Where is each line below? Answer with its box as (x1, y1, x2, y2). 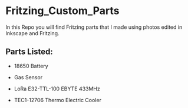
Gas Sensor (14, 73, 42, 80)
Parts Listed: (5, 47, 54, 57)
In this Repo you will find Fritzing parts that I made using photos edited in (5, 23, 183, 31)
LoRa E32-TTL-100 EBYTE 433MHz (14, 85, 101, 92)
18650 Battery (14, 62, 48, 69)
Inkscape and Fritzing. (5, 29, 60, 36)
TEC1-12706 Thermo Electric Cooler (14, 96, 101, 103)
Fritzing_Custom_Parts (5, 4, 120, 18)
